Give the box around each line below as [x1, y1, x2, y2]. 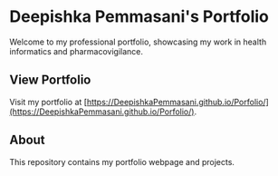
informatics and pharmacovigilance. [9, 45, 143, 56]
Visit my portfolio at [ [9, 96, 88, 107]
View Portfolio [9, 73, 91, 88]
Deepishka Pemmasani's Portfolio [9, 6, 269, 27]
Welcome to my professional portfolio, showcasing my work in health [9, 36, 267, 47]
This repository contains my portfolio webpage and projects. [9, 156, 235, 167]
